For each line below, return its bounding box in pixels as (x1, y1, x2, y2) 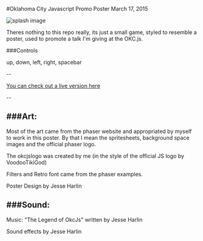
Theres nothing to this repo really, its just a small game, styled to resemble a (6, 29, 198, 36)
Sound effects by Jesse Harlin (6, 228, 82, 235)
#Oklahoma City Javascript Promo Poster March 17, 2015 (6, 5, 148, 12)
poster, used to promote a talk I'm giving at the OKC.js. (6, 35, 143, 42)
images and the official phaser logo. (6, 140, 96, 148)
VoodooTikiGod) (6, 158, 47, 166)
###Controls (6, 47, 38, 54)
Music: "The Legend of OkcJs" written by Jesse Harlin (6, 216, 143, 223)
